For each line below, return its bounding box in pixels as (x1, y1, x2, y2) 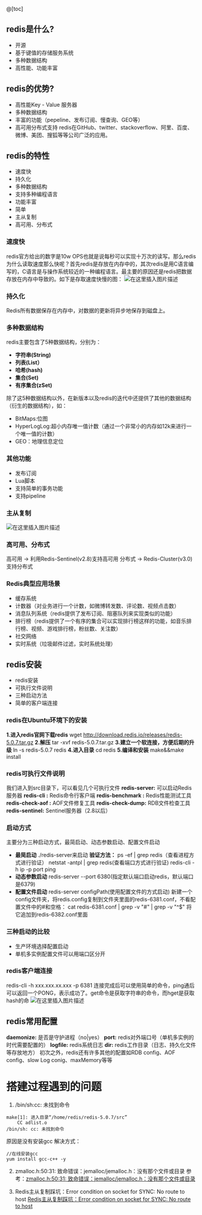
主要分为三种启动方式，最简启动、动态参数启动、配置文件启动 (6, 838, 160, 846)
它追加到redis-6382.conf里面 (15, 911, 88, 918)
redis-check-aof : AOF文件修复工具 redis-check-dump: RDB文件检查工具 (6, 799, 191, 806)
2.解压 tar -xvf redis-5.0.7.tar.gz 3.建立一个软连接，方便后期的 (34, 738, 189, 745)
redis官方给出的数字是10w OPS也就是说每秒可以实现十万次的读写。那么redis (6, 252, 197, 260)
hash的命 (6, 997, 29, 1004)
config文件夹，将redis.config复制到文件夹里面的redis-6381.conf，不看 (15, 896, 191, 903)
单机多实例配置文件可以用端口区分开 (15, 950, 106, 957)
